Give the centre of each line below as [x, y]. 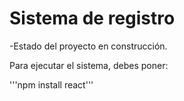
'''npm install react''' [51, 84]
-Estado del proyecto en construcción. [88, 46]
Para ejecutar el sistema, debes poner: [89, 65]
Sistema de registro [92, 18]
